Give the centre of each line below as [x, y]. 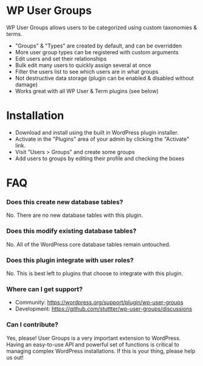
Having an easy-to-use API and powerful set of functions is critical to [93, 344]
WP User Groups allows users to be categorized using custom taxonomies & [102, 27]
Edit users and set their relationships [61, 58]
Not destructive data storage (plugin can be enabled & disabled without [105, 78]
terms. [14, 33]
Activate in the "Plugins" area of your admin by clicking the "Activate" [102, 139]
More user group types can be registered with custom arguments [97, 52]
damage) [26, 84]
